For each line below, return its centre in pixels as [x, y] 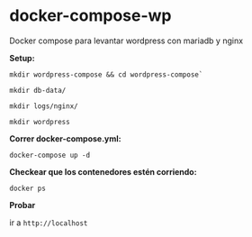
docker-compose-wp [90, 16]
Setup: [22, 58]
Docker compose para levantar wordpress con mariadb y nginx [126, 41]
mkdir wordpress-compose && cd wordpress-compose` [106, 74]
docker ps [28, 188]
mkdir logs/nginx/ [44, 106]
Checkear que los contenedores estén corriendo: [103, 171]
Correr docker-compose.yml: [65, 138]
